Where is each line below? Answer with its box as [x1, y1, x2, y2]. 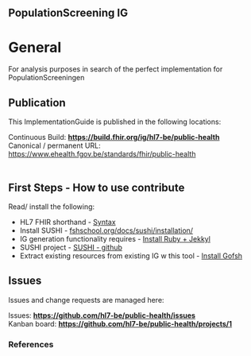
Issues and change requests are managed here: [8, 295, 164, 304]
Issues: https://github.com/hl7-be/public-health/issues [8, 310, 196, 320]
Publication [8, 95, 66, 110]
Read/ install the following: [8, 202, 95, 211]
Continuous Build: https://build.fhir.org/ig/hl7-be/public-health [8, 133, 220, 142]
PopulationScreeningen [8, 73, 85, 83]
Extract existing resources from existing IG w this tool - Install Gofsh [19, 250, 243, 261]
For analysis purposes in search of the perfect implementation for [8, 64, 223, 74]
